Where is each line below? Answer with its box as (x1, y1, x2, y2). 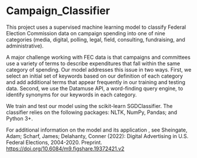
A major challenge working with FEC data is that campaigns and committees (6, 53, 191, 60)
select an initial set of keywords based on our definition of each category (6, 72, 183, 79)
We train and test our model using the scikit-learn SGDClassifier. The (6, 102, 173, 109)
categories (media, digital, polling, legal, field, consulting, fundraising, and (6, 36, 185, 43)
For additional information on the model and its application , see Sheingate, (6, 126, 188, 133)
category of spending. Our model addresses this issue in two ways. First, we (6, 66, 192, 73)
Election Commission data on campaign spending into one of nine (6, 29, 166, 36)
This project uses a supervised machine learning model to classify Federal (6, 23, 186, 31)
